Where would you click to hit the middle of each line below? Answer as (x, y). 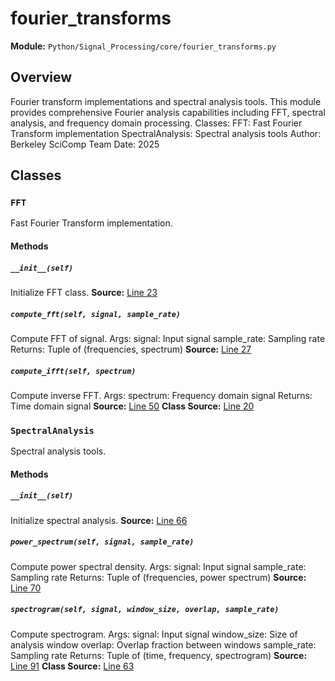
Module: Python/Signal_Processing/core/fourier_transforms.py (143, 46)
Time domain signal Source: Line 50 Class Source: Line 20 (132, 406)
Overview (41, 77)
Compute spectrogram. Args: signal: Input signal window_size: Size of (154, 634)
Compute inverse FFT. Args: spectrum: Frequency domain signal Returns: (161, 395)
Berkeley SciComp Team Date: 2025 (85, 144)
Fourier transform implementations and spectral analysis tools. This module (166, 101)
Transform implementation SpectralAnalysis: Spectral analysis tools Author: (166, 133)
